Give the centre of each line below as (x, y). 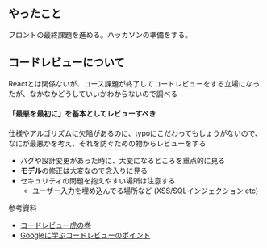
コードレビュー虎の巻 (55, 225)
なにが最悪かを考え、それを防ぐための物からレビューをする (107, 143)
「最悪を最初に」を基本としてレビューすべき (82, 114)
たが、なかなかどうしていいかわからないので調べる (93, 94)
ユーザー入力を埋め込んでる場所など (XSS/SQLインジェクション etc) (145, 191)
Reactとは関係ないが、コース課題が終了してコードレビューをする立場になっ (134, 83)
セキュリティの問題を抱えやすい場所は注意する (98, 180)
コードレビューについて (67, 63)
